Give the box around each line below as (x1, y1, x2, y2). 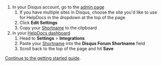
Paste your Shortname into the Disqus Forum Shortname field (19, 41, 145, 46)
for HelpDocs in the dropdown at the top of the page (19, 15, 126, 20)
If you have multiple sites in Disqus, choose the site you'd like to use (19, 9, 158, 15)
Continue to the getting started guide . (5, 55, 81, 61)
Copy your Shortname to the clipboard (19, 25, 97, 31)
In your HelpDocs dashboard (12, 30, 70, 36)
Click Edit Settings (19, 20, 58, 25)
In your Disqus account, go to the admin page (12, 4, 104, 10)
